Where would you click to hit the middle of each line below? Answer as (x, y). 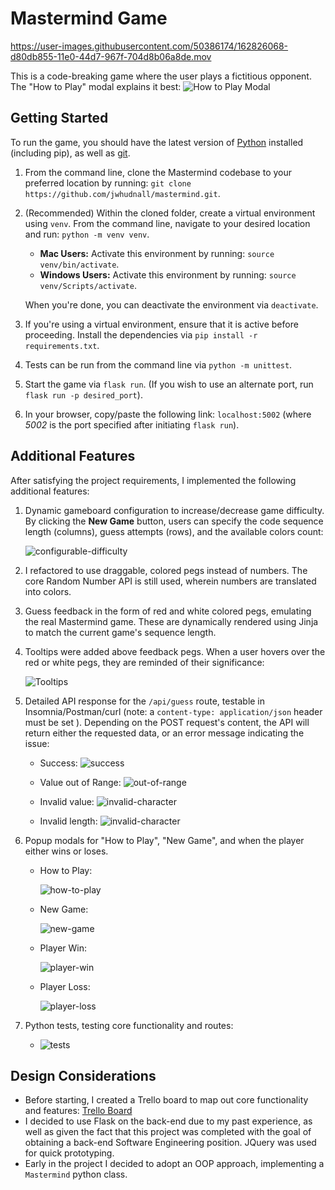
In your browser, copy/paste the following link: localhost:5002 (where (168, 414)
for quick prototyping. (69, 1153)
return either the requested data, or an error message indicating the (164, 733)
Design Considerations (83, 1075)
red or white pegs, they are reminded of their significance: (144, 662)
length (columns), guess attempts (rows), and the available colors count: (174, 531)
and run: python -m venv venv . (87, 234)
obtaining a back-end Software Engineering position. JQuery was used (170, 1143)
